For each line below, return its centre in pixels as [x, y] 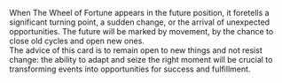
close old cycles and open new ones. [77, 41]
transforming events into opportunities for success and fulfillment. [130, 69]
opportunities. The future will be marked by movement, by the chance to [141, 31]
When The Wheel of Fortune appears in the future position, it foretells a [139, 13]
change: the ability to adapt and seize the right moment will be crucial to [141, 60]
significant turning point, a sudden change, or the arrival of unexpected [140, 22]
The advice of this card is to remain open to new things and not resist [136, 50]
